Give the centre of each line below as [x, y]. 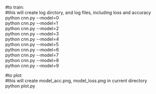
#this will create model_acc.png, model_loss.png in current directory [76, 80]
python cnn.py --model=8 [32, 60]
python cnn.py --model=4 [32, 39]
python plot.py [20, 86]
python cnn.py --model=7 [32, 55]
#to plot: [14, 75]
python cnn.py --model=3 [32, 34]
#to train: [15, 7]
